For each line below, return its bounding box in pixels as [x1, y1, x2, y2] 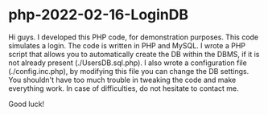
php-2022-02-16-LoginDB [8, 6, 189, 24]
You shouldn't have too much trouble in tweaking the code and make [8, 75, 237, 84]
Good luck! [8, 99, 45, 109]
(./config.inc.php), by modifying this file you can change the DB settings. [8, 66, 249, 76]
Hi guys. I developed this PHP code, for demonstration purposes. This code [8, 32, 259, 42]
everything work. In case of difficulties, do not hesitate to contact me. [8, 83, 239, 93]
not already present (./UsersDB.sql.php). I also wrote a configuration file [8, 58, 247, 68]
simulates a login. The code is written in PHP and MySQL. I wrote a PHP [8, 40, 245, 50]
